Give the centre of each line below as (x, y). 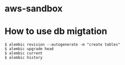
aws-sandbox (34, 9)
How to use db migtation (56, 32)
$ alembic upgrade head (29, 49)
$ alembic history (24, 58)
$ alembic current (24, 53)
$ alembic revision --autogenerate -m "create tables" (62, 45)
